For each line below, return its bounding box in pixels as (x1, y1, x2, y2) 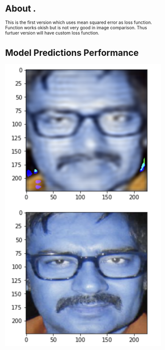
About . (5, 3, 36, 14)
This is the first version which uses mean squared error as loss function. (5, 19, 152, 25)
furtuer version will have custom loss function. (5, 30, 100, 36)
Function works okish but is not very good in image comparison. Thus (5, 24, 147, 30)
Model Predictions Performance (5, 48, 139, 58)
